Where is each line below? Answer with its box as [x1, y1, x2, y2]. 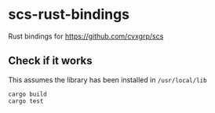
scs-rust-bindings [8, 5, 130, 24]
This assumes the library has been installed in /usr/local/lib [8, 75, 207, 84]
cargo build [8, 90, 47, 98]
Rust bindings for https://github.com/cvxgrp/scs [8, 31, 164, 41]
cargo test [8, 97, 44, 105]
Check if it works [8, 54, 93, 67]
